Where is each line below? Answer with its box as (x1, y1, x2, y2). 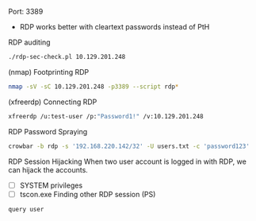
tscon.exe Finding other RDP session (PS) (19, 189, 156, 199)
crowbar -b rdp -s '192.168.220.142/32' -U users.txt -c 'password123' (8, 142, 250, 150)
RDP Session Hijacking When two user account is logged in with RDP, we (8, 157, 247, 166)
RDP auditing (8, 37, 51, 47)
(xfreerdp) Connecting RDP (8, 97, 97, 107)
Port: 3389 (8, 7, 44, 16)
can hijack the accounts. (8, 165, 89, 174)
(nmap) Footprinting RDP (8, 67, 90, 76)
